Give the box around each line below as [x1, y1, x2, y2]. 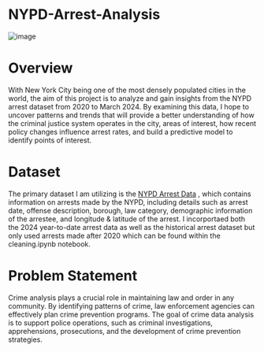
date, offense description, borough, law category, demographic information [8, 206, 253, 215]
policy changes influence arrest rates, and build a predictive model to [8, 127, 233, 136]
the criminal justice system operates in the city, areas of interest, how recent [8, 118, 257, 128]
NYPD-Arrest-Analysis [8, 6, 161, 24]
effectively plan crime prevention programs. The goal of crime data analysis [8, 309, 255, 319]
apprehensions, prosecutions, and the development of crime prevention [8, 326, 241, 335]
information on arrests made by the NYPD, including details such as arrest [8, 197, 248, 206]
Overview [8, 59, 73, 77]
